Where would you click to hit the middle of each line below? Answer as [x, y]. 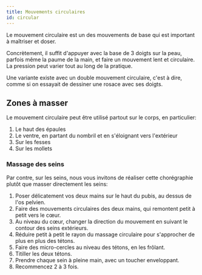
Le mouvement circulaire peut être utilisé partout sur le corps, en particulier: [102, 118]
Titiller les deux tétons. [43, 253]
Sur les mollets [34, 148]
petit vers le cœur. [38, 215]
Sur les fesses [33, 142]
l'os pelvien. [30, 202]
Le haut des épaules [40, 129]
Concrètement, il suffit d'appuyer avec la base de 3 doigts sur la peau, [94, 53]
